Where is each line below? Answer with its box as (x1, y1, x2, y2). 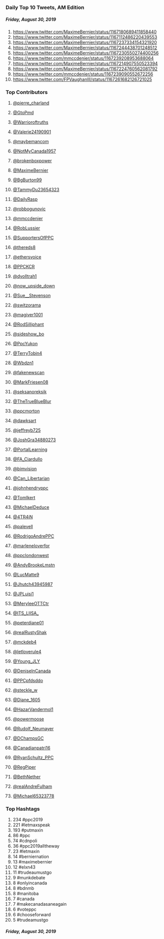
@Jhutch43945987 (12, 581, 53, 587)
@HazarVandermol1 (12, 706, 54, 712)
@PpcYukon (12, 341, 38, 347)
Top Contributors (5, 88, 48, 95)
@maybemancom (12, 139, 49, 145)
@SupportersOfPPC (12, 235, 54, 241)
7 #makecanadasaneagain (12, 901, 67, 907)
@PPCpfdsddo (12, 678, 44, 684)
